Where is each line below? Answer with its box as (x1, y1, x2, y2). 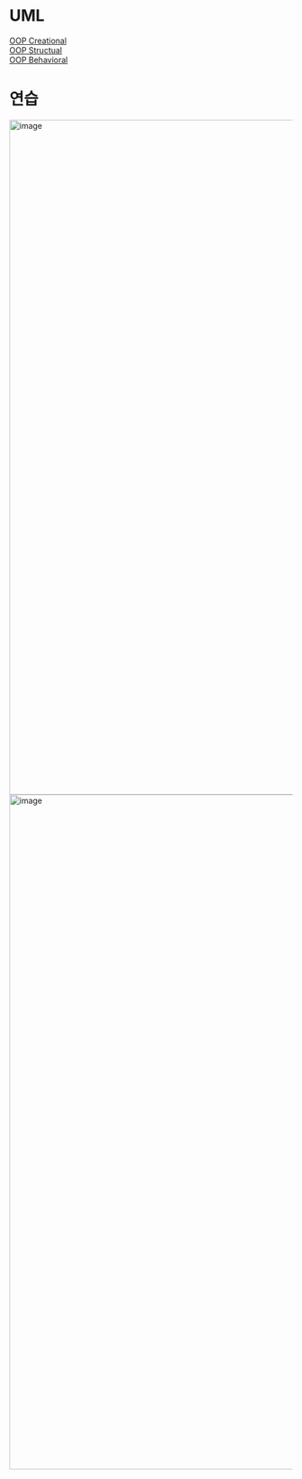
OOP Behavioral (9, 54, 68, 65)
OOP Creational (9, 35, 67, 46)
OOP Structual (9, 44, 63, 55)
